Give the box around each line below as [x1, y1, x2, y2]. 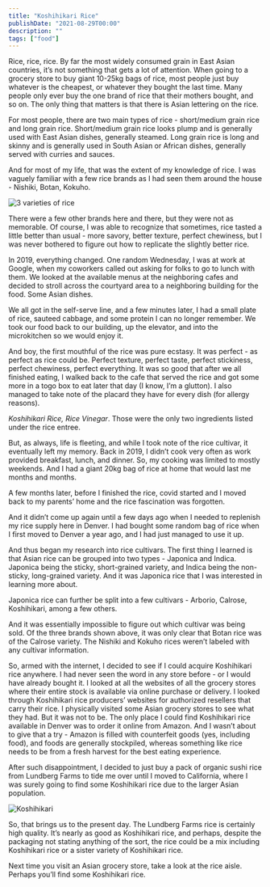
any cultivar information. [8, 645, 89, 655]
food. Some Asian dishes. [8, 289, 93, 299]
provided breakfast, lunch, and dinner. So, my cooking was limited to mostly [8, 455, 260, 465]
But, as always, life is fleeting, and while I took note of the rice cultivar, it [8, 438, 248, 448]
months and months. [8, 472, 77, 482]
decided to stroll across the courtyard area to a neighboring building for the [8, 281, 260, 291]
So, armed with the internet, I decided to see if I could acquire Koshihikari [8, 661, 252, 671]
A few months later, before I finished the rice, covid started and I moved [8, 488, 247, 498]
